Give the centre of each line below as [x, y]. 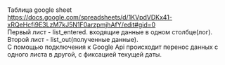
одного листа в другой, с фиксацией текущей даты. [84, 54]
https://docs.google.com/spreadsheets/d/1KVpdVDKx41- [90, 17]
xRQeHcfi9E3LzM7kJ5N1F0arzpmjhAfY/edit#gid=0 [82, 24]
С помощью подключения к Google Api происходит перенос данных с [113, 47]
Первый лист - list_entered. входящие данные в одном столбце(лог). [110, 32]
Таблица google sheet [40, 10]
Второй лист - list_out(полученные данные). [73, 39]
